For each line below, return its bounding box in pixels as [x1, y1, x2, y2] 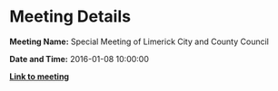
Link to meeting [9, 70, 70, 82]
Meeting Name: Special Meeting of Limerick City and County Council [9, 36, 270, 47]
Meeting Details [9, 6, 132, 27]
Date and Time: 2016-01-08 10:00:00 [9, 53, 150, 64]
